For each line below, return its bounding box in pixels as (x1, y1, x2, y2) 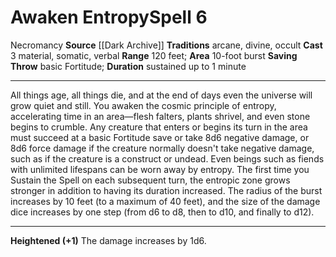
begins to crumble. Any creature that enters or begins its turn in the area (10, 121, 308, 133)
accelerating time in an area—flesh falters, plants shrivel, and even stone (10, 110, 311, 122)
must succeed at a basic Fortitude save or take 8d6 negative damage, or (10, 131, 310, 143)
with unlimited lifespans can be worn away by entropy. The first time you (10, 163, 310, 175)
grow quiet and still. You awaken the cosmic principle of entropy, (10, 99, 277, 111)
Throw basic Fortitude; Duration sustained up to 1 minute (10, 60, 247, 72)
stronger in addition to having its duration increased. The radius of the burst (10, 184, 323, 196)
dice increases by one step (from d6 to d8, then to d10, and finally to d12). (10, 206, 315, 218)
